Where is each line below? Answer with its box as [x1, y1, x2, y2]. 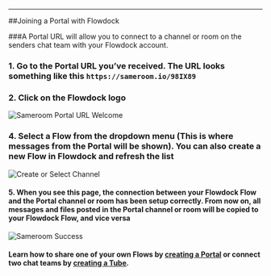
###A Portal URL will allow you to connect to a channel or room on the [8, 31, 242, 41]
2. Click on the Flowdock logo [8, 92, 127, 103]
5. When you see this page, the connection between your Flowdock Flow [8, 187, 256, 198]
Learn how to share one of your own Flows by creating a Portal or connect [8, 249, 261, 259]
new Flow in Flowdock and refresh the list [8, 151, 174, 162]
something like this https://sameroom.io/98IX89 [8, 70, 196, 82]
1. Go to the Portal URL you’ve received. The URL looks [8, 60, 226, 71]
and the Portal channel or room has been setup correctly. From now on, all [8, 196, 261, 206]
